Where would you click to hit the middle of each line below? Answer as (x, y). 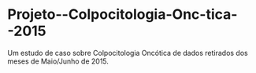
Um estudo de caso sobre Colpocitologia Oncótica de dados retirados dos (128, 53)
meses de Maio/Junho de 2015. (58, 61)
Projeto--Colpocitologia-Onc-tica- (122, 15)
